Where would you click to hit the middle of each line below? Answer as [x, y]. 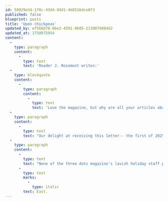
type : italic [45, 187]
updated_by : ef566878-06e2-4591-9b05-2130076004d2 [59, 29]
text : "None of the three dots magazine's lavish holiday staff [91, 163]
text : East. [36, 191]
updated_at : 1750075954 [30, 33]
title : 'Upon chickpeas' [31, 24]
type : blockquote [32, 75]
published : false [23, 15]
